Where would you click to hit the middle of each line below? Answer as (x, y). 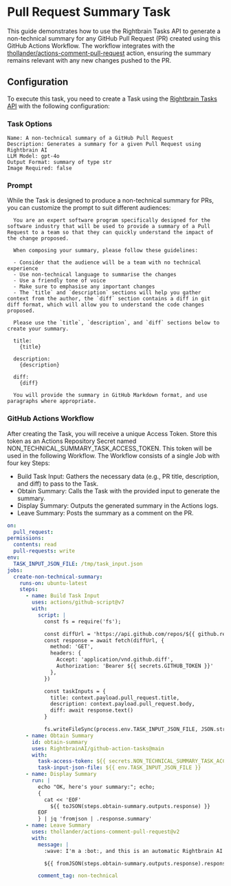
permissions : (26, 538)
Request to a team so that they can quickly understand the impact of (110, 233)
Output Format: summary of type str (59, 163)
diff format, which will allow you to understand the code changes (106, 305)
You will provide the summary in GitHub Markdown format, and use (110, 395)
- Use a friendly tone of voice (60, 281)
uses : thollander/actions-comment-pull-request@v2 (106, 832)
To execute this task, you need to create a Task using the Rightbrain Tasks (112, 99)
